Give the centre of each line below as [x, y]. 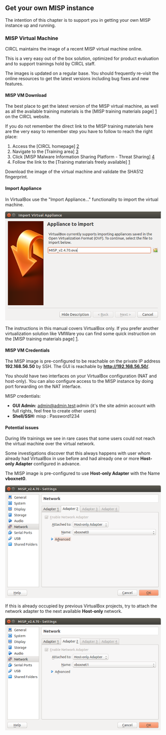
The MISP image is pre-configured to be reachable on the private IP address [83, 361]
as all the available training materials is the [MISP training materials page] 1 [81, 111]
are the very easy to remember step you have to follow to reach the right [79, 132]
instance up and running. [30, 25]
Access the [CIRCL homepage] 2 [46, 146]
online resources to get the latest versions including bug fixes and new [77, 79]
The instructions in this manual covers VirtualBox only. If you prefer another [82, 328]
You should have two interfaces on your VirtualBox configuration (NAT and [81, 376]
